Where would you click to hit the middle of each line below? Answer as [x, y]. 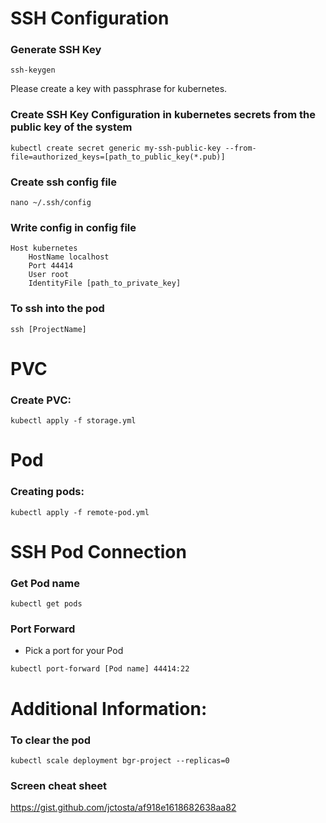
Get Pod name [45, 583]
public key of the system [71, 127]
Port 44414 [51, 266]
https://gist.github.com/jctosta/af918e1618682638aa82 [123, 808]
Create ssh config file [63, 182]
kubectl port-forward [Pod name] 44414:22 [100, 669]
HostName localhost [69, 257]
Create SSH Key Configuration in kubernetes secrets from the [163, 115]
